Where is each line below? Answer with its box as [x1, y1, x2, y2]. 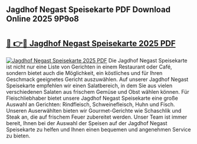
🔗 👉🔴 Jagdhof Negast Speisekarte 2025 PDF [6, 38, 176, 48]
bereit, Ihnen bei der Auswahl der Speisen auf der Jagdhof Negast [6, 120, 168, 126]
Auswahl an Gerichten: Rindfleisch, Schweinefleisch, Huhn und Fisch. [6, 101, 175, 108]
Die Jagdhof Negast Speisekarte [108, 57, 188, 64]
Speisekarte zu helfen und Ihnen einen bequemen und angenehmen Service [6, 126, 191, 133]
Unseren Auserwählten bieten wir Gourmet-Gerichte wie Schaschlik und [6, 107, 182, 114]
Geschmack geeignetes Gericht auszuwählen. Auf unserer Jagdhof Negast [6, 76, 189, 83]
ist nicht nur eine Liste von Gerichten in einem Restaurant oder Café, [6, 63, 172, 70]
